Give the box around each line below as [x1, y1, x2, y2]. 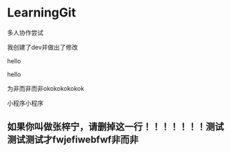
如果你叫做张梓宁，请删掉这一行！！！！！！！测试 [7, 121, 224, 133]
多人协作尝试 [7, 28, 43, 36]
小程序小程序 [7, 98, 43, 107]
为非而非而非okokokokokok [7, 84, 85, 92]
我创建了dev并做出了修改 [7, 43, 78, 51]
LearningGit [7, 5, 76, 21]
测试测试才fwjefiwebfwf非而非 [7, 134, 139, 146]
